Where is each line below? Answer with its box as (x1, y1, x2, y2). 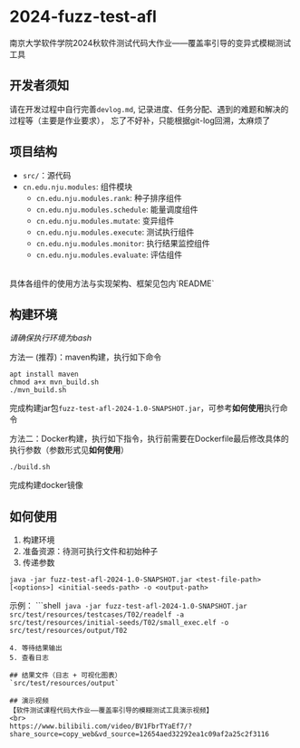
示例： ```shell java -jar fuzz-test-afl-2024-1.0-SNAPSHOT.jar (9, 600, 247, 611)
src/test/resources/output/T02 (9, 627, 128, 636)
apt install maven (9, 369, 79, 379)
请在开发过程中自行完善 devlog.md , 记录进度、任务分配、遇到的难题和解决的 (9, 103, 289, 114)
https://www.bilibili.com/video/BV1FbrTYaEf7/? (9, 722, 193, 731)
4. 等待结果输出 (9, 644, 63, 653)
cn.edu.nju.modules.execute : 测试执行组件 (35, 226, 195, 237)
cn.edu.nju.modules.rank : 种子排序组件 (35, 192, 183, 203)
